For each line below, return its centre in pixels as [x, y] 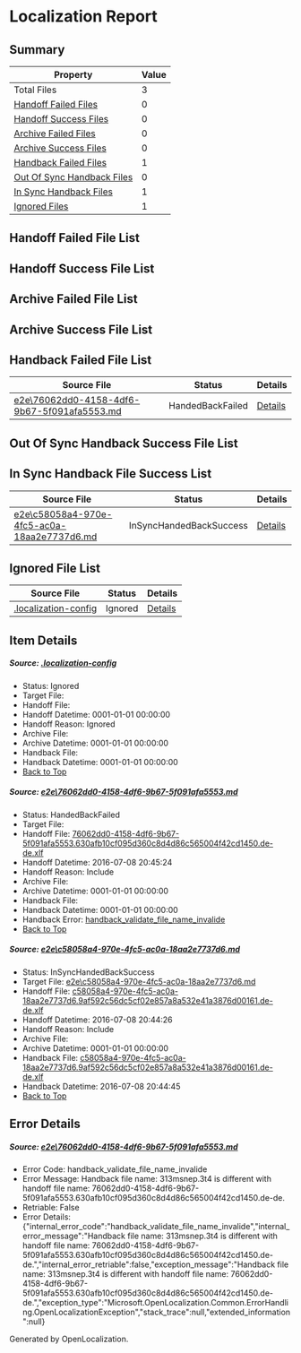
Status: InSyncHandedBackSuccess [88, 972]
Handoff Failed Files [56, 104]
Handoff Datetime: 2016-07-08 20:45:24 [97, 862]
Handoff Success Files [61, 119]
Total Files [35, 90]
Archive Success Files [60, 148]
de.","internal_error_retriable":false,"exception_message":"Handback [149, 1264]
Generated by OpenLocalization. [69, 1339]
